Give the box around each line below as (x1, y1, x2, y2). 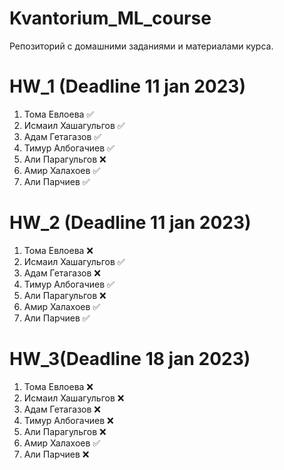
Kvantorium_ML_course (9, 7, 212, 30)
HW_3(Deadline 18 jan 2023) (9, 348, 251, 370)
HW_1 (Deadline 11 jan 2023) (9, 75, 246, 98)
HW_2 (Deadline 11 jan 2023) (9, 212, 252, 234)
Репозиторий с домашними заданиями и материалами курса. (9, 40, 274, 52)
